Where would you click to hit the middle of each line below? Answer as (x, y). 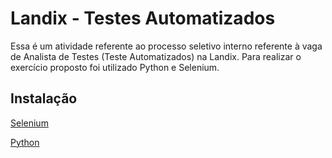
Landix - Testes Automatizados (143, 18)
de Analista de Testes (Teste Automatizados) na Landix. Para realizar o (156, 56)
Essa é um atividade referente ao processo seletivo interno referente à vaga (166, 46)
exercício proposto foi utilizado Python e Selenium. (115, 67)
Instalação (44, 98)
